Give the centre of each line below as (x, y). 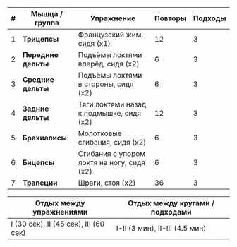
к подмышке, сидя (110, 113)
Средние (38, 79)
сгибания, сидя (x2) (112, 142)
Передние (40, 55)
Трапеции (40, 183)
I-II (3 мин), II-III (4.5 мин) (161, 228)
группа (47, 23)
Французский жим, (111, 35)
